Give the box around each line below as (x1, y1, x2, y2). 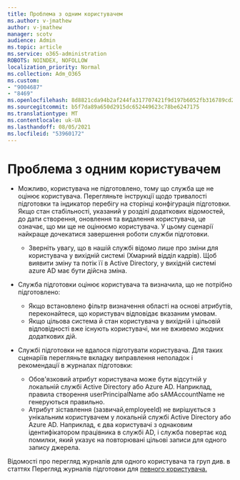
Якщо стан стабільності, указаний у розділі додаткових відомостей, (17, 207, 225, 216)
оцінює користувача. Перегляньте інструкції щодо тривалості (17, 192, 207, 201)
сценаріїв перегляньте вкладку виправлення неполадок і (17, 354, 194, 362)
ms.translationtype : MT (7, 110, 79, 117)
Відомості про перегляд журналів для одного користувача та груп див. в (7, 457, 231, 466)
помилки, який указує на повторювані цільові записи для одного (28, 436, 227, 444)
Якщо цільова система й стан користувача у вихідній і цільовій (28, 317, 221, 326)
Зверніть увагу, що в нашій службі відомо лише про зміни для (28, 244, 219, 252)
